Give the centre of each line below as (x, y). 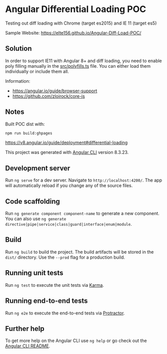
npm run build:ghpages (29, 133)
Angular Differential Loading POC (76, 9)
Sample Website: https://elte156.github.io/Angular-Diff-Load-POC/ (73, 33)
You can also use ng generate (36, 219)
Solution (18, 49)
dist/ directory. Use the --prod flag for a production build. (65, 257)
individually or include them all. (37, 71)
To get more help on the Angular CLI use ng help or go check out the (76, 341)
